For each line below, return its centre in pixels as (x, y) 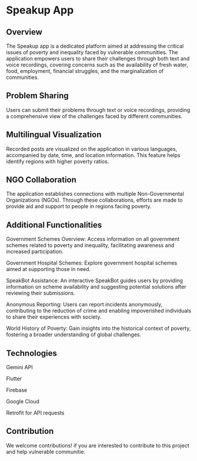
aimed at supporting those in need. (49, 269)
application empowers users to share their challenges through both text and (98, 59)
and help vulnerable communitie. (46, 452)
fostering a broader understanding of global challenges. (74, 335)
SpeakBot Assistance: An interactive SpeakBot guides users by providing (95, 280)
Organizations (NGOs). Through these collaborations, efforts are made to (95, 200)
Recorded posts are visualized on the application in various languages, (92, 149)
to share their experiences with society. (54, 317)
